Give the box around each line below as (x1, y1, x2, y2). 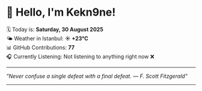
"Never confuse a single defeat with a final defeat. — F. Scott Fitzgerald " (6, 72, 188, 80)
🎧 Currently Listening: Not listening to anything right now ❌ (6, 52, 155, 60)
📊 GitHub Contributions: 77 (6, 43, 75, 51)
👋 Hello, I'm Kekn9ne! (6, 5, 116, 19)
